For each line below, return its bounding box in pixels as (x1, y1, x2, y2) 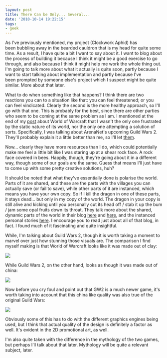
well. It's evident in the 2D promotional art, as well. (5, 327, 109, 333)
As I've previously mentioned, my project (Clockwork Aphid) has (5, 39, 138, 45)
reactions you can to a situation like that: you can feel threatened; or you (5, 97, 154, 103)
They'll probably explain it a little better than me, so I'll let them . (5, 134, 136, 140)
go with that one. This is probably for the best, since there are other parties (5, 108, 160, 114)
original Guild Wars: (5, 297, 46, 303)
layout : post (5, 7, 32, 12)
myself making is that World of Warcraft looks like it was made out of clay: (5, 243, 158, 249)
